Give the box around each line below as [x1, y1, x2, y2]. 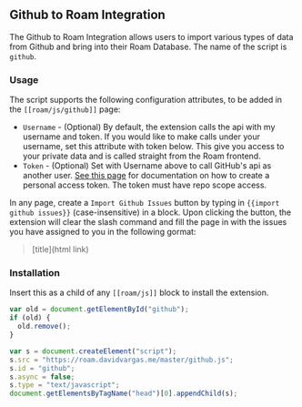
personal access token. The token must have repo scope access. [22, 179, 267, 190]
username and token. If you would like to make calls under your [22, 131, 261, 142]
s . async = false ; [9, 372, 75, 382]
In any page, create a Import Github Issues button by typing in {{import [9, 198, 280, 209]
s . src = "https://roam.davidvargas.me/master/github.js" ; [9, 355, 234, 364]
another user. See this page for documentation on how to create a [22, 170, 270, 181]
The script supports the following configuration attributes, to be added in [9, 95, 283, 106]
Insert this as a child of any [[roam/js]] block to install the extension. [9, 287, 269, 299]
